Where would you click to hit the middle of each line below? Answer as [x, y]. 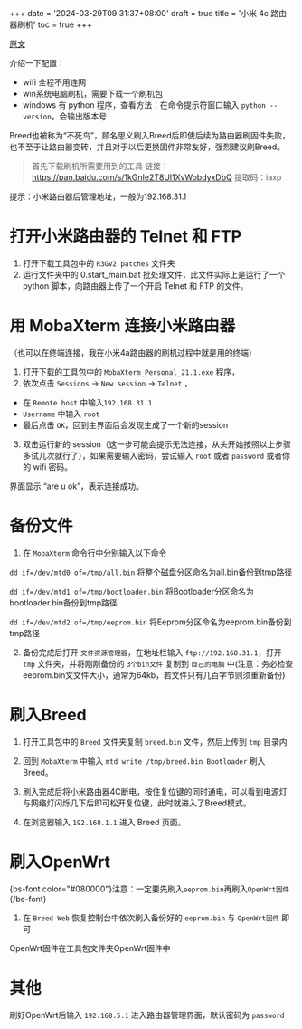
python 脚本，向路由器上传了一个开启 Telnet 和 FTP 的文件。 [135, 286]
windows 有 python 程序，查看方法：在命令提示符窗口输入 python [144, 105]
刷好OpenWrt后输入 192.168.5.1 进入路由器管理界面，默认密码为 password [147, 1015]
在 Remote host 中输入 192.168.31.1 [87, 402]
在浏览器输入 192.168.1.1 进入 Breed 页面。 [104, 822]
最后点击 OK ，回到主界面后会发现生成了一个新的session [125, 424]
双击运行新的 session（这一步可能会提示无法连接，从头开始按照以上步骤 [157, 444]
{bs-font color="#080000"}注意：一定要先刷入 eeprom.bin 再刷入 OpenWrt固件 [150, 889]
